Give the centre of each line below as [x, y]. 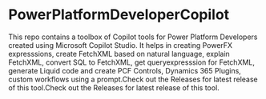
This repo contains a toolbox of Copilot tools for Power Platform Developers [133, 37]
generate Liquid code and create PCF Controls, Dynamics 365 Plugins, [125, 70]
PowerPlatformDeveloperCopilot [119, 15]
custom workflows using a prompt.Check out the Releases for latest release [133, 79]
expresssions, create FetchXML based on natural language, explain [119, 53]
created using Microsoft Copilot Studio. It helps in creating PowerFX [121, 45]
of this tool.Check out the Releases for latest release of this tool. [114, 87]
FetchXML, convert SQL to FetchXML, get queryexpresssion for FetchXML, [131, 62]
